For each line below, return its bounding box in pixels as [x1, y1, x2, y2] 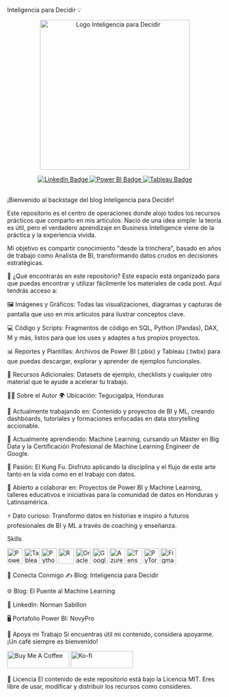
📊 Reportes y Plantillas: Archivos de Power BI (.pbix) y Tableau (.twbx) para [7, 347, 221, 355]
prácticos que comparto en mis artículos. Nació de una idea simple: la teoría [7, 216, 222, 225]
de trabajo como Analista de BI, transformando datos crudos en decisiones [7, 251, 218, 259]
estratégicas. [7, 259, 44, 266]
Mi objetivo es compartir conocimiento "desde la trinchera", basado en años [7, 244, 221, 252]
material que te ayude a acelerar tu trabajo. [7, 378, 129, 385]
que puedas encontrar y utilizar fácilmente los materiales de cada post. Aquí [7, 279, 222, 287]
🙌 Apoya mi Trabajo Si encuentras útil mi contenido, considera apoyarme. [7, 630, 214, 638]
